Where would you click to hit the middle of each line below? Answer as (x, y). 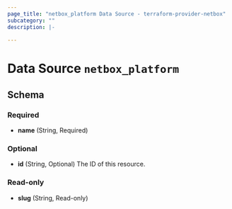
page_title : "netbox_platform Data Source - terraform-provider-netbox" (117, 14)
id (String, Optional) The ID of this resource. (81, 164)
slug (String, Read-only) (53, 198)
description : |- (31, 27)
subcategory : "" (31, 21)
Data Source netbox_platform (93, 69)
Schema (26, 95)
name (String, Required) (53, 130)
